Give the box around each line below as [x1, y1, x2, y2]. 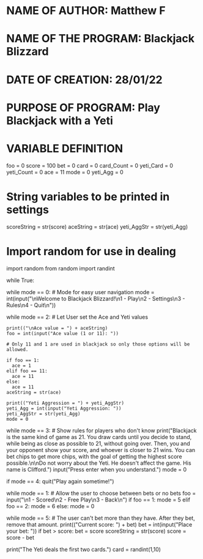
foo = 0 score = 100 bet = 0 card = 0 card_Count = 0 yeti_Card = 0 [6, 161, 173, 169]
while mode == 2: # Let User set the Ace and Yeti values [6, 313, 149, 320]
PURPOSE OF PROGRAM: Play [6, 100, 161, 114]
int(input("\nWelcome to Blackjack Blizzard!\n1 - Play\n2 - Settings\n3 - [6, 295, 185, 302]
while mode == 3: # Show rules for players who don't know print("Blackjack [6, 426, 197, 434]
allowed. [6, 346, 29, 352]
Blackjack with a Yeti [6, 114, 113, 127]
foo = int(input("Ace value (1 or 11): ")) [6, 330, 119, 336]
